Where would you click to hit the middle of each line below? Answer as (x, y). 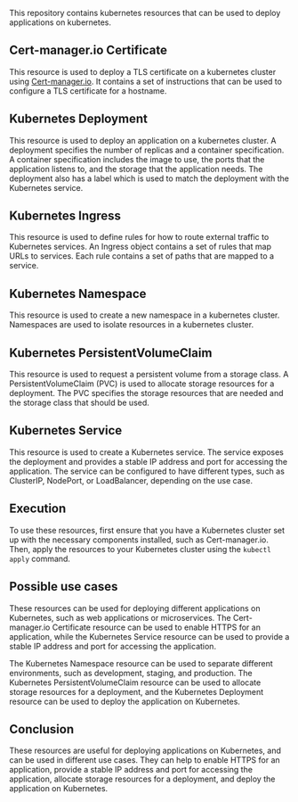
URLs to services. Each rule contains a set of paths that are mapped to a (141, 256)
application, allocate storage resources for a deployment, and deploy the (142, 779)
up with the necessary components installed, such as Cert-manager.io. (139, 540)
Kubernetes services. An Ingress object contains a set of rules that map (140, 247)
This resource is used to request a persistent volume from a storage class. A (149, 375)
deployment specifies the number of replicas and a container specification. (147, 150)
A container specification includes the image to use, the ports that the (137, 159)
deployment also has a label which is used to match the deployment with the (149, 178)
